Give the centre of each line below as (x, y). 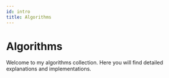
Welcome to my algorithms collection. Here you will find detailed (85, 63)
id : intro (18, 12)
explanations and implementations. (49, 69)
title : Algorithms (29, 17)
